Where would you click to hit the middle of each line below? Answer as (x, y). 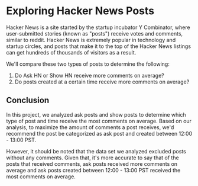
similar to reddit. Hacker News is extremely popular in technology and (91, 40)
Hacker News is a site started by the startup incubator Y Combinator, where (98, 27)
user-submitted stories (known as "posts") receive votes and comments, (95, 33)
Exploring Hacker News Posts (80, 11)
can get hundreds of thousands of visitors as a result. (71, 52)
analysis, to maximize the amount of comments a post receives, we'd (90, 127)
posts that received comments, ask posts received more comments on (92, 163)
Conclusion (28, 100)
